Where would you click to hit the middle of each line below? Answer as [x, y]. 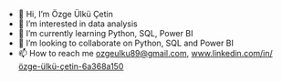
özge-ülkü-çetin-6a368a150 [71, 66]
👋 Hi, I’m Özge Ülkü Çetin [66, 14]
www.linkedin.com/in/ [232, 53]
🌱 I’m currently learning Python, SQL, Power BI [105, 33]
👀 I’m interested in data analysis [78, 24]
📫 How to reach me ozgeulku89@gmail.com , [104, 53]
